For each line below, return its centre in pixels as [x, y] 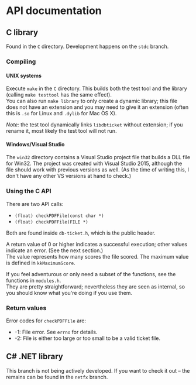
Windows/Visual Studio [35, 144]
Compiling [21, 61]
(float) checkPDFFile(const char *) [59, 216]
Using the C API [29, 191]
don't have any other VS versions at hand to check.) [69, 176]
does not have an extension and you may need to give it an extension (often [97, 107]
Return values [26, 308]
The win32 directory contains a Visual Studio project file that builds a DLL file [98, 157]
